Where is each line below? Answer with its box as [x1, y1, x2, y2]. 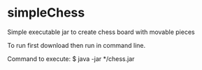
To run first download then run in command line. [7, 41, 145, 49]
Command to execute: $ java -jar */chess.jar [7, 54, 135, 63]
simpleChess [7, 5, 85, 21]
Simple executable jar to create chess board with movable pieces [7, 28, 195, 36]
